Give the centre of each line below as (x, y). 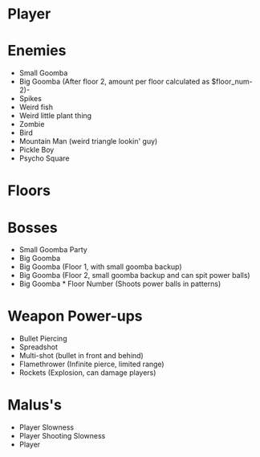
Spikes (30, 99)
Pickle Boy (37, 150)
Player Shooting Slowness (62, 436)
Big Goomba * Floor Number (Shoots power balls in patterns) (120, 284)
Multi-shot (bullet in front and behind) (81, 356)
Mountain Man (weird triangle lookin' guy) (88, 141)
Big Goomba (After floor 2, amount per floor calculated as (114, 82)
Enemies (37, 51)
